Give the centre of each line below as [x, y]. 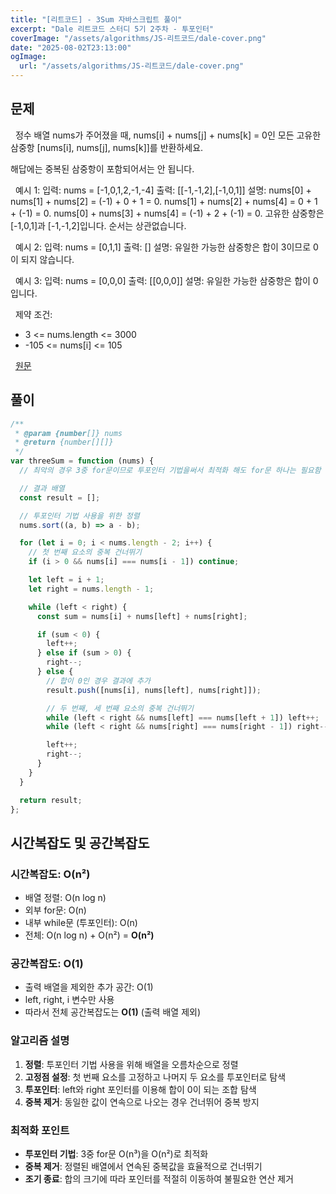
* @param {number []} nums [68, 433]
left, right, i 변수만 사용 [69, 1000]
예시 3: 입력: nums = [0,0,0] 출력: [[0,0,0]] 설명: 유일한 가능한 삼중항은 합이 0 [166, 280]
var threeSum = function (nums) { [82, 461]
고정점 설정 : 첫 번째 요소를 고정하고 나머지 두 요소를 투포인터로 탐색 [155, 1077]
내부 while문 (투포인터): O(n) [81, 923]
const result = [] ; [60, 497]
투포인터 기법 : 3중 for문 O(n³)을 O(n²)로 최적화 [116, 1153]
